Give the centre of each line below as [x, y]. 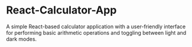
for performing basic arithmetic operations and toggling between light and [96, 32]
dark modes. [22, 39]
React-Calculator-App [61, 10]
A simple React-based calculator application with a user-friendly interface [96, 26]
